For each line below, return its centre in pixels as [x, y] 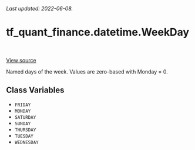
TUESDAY [24, 136]
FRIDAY [23, 105]
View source [21, 60]
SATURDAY [25, 117]
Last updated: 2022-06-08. [40, 9]
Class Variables [35, 90]
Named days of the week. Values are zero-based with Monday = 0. [87, 71]
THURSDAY [25, 130]
